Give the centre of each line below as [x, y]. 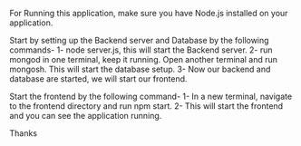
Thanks [24, 133]
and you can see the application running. [86, 116]
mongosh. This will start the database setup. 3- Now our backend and [140, 69]
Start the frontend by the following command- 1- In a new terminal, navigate [151, 96]
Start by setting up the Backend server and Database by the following [139, 40]
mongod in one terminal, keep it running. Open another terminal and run [144, 59]
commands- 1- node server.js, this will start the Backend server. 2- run [141, 50]
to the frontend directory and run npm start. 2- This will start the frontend [146, 106]
